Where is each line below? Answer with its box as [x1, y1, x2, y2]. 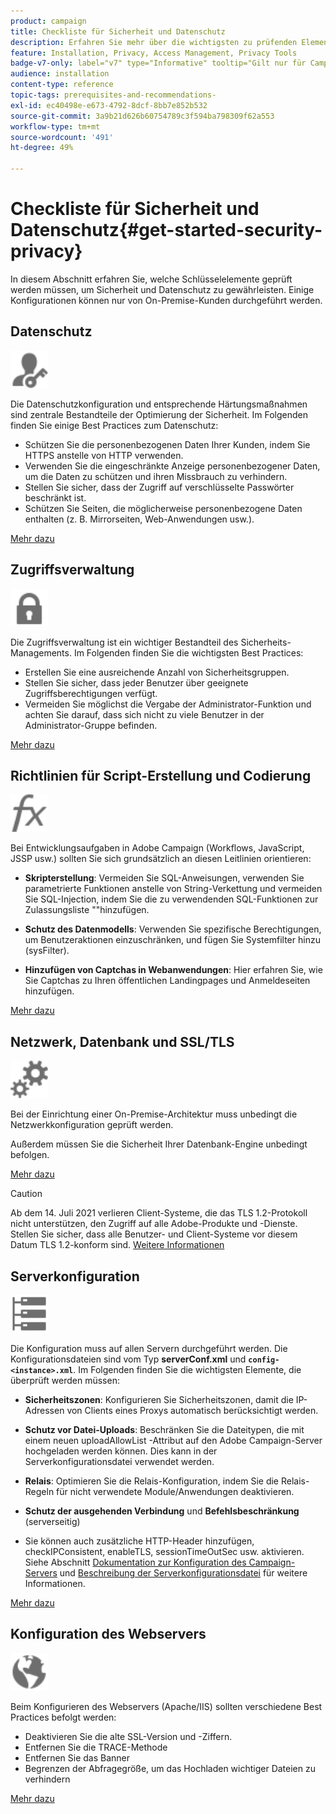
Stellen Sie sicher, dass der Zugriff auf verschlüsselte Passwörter [24, 481, 295, 493]
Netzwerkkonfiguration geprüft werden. [10, 1119, 174, 1131]
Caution [10, 1188, 43, 1200]
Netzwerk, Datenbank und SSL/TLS [10, 1033, 235, 1050]
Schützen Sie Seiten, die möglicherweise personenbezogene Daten [24, 502, 303, 514]
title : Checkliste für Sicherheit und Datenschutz [10, 26, 226, 37]
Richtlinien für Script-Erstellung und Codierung [10, 767, 312, 784]
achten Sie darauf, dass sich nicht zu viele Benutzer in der [24, 708, 265, 720]
